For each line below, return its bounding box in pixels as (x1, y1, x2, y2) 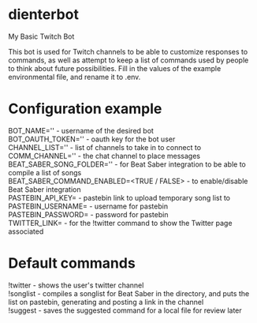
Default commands (8, 254, 136, 272)
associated (8, 227, 44, 236)
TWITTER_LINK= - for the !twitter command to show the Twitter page (8, 218, 233, 227)
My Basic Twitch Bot (8, 32, 75, 41)
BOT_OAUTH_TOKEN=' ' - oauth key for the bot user (8, 134, 176, 144)
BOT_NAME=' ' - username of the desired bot (8, 126, 154, 135)
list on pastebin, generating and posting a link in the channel (8, 297, 204, 306)
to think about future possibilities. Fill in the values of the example (8, 63, 222, 73)
